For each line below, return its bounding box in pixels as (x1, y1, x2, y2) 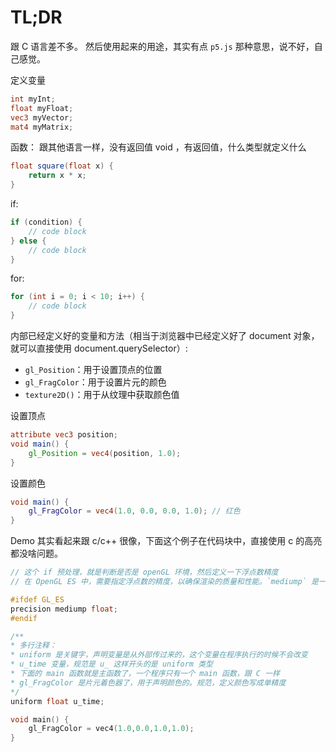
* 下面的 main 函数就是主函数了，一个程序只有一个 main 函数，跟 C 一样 (10, 669, 280, 679)
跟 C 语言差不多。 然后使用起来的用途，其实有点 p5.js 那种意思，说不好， (10, 40, 315, 52)
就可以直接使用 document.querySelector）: (10, 342, 188, 355)
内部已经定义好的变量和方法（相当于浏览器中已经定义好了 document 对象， (10, 330, 320, 342)
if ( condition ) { (10, 217, 83, 228)
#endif (10, 613, 38, 623)
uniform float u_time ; (10, 696, 105, 706)
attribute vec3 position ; (10, 430, 118, 440)
